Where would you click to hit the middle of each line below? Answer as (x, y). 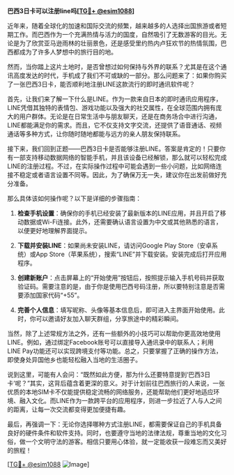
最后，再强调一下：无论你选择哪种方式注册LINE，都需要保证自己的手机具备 (115, 424)
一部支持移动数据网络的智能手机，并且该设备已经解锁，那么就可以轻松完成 (120, 157)
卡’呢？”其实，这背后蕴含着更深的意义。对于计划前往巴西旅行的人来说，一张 (116, 383)
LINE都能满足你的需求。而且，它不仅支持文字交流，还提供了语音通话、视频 (115, 125)
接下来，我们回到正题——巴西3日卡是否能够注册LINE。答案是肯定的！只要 (114, 149)
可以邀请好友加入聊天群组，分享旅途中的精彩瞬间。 (109, 319)
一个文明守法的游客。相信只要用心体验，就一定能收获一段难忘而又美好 (126, 442)
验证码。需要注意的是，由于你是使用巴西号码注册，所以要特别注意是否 (118, 286)
